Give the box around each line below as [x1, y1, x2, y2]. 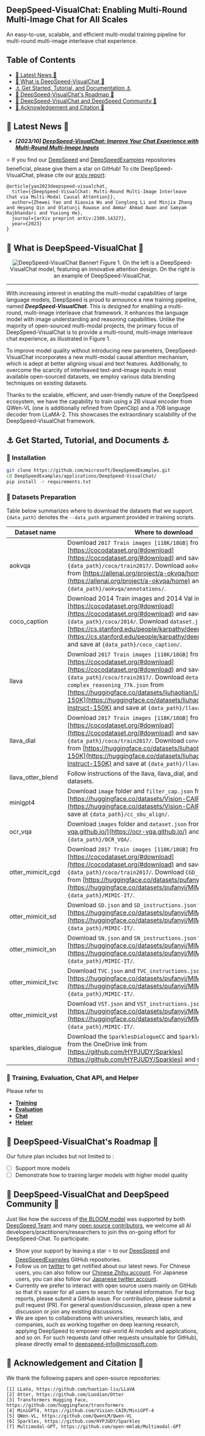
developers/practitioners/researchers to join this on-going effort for [6, 1228, 176, 1235]
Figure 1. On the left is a [99, 259, 159, 267]
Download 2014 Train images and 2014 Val [67, 594, 193, 602]
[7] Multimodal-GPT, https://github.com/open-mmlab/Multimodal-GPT [6, 1423, 182, 1430]
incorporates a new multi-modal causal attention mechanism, [34, 353, 189, 361]
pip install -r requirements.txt [6, 478, 92, 485]
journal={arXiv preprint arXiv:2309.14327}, [12, 215, 127, 222]
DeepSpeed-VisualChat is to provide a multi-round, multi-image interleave [6, 328, 193, 336]
